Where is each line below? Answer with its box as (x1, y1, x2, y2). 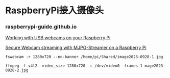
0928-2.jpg (5, 68, 29, 73)
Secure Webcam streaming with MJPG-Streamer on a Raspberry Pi (5, 44, 147, 51)
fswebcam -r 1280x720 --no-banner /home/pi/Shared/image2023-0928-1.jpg (5, 55, 163, 60)
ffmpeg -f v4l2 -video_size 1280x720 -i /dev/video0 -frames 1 (5, 63, 143, 69)
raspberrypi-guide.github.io (5, 23, 77, 31)
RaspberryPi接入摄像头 (5, 5, 104, 16)
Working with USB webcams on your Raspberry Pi (5, 35, 111, 41)
